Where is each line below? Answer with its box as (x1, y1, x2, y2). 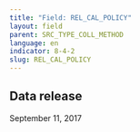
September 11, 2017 (9, 112, 82, 123)
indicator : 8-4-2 (9, 47, 75, 56)
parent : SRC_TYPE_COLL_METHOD (9, 30, 125, 39)
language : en (9, 38, 59, 48)
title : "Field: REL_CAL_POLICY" (9, 13, 132, 23)
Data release (9, 89, 83, 104)
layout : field (9, 22, 64, 31)
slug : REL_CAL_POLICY (9, 55, 92, 64)
